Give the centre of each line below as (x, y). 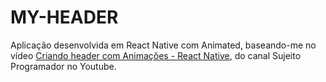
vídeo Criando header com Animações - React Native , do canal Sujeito (156, 55)
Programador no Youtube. (63, 66)
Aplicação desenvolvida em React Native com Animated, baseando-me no (163, 45)
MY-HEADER (64, 17)
